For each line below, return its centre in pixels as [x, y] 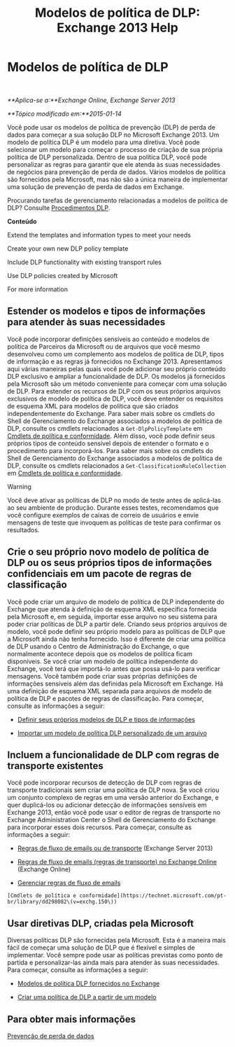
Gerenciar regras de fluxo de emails [69, 883]
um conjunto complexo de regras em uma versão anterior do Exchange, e [113, 798]
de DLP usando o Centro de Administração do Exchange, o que [98, 646]
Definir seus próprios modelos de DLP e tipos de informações [106, 719]
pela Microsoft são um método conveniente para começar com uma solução [117, 384]
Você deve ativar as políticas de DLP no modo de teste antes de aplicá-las [114, 500]
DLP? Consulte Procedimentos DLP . [59, 207]
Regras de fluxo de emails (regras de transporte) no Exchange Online [117, 862]
